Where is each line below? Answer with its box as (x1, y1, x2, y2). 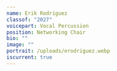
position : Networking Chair (6, 28, 86, 36)
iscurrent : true (6, 54, 52, 61)
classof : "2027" (6, 16, 52, 23)
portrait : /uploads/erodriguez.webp (6, 48, 110, 55)
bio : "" (6, 35, 29, 42)
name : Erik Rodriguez (6, 9, 68, 17)
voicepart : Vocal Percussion (6, 22, 89, 29)
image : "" (6, 41, 35, 48)
